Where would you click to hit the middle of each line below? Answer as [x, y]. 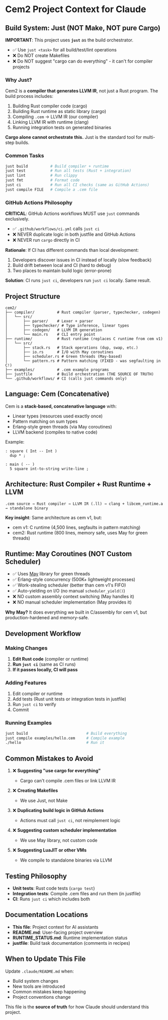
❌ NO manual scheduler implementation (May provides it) [72, 602]
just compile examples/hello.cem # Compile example [65, 738]
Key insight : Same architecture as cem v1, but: [54, 517]
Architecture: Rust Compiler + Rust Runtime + [78, 484]
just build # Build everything [66, 733]
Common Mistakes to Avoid [49, 758]
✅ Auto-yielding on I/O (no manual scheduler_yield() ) [69, 591]
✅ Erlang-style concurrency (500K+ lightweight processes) [74, 579]
